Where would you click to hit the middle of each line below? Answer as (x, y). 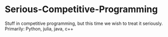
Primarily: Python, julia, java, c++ (39, 28)
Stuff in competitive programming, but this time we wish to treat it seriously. (84, 23)
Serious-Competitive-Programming (81, 9)
